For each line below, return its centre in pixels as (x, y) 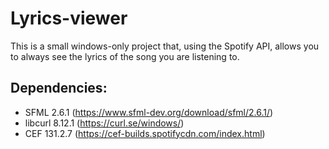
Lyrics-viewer (69, 18)
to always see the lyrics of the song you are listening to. (125, 56)
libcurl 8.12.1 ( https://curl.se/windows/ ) (104, 123)
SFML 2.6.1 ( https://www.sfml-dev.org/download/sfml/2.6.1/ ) (149, 112)
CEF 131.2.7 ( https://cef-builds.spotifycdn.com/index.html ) (145, 133)
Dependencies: (59, 88)
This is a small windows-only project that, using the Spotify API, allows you (165, 46)
